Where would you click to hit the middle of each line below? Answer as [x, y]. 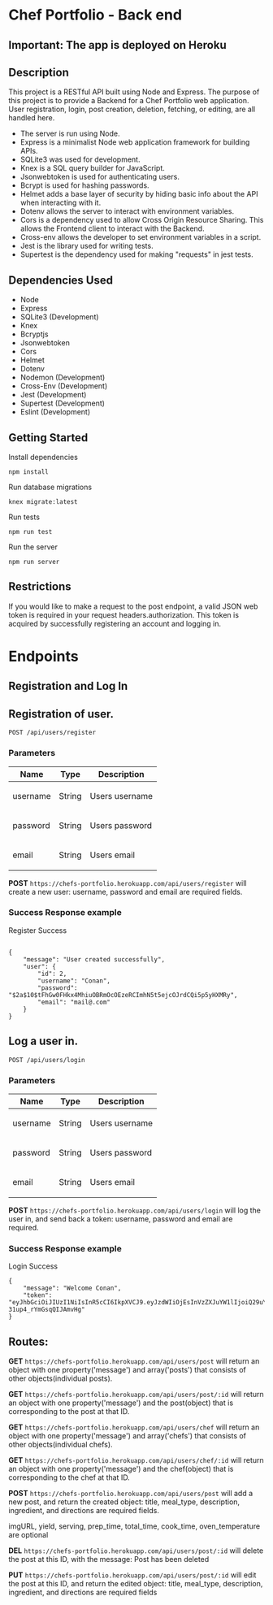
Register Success [38, 930]
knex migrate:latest [43, 502]
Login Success [33, 1266]
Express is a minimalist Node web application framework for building [135, 142]
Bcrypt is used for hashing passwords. [84, 185]
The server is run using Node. [70, 134]
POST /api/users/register [52, 733]
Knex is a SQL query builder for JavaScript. [92, 168]
